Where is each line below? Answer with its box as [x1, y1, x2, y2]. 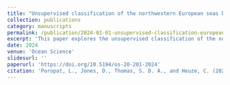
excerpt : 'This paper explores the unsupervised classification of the [7, 36, 216, 42]
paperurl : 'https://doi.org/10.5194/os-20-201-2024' [7, 61, 161, 68]
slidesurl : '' [7, 55, 48, 62]
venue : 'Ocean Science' [7, 49, 75, 56]
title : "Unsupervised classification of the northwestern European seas [7, 10, 219, 17]
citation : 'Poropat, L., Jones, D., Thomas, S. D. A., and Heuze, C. [7, 67, 210, 74]
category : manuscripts [7, 23, 72, 29]
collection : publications [7, 16, 81, 23]
